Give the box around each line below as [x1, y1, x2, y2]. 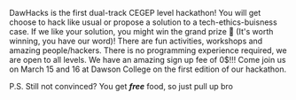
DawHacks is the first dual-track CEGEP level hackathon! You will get [9, 8, 261, 18]
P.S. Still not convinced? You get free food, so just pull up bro [9, 81, 233, 91]
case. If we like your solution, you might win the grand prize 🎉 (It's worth [9, 27, 274, 36]
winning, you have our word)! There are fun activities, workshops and [9, 35, 263, 46]
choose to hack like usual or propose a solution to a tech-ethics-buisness [9, 17, 277, 27]
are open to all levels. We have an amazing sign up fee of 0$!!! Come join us [9, 55, 286, 65]
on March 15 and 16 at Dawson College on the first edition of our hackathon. [9, 64, 286, 74]
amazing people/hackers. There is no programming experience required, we [9, 45, 287, 56]
